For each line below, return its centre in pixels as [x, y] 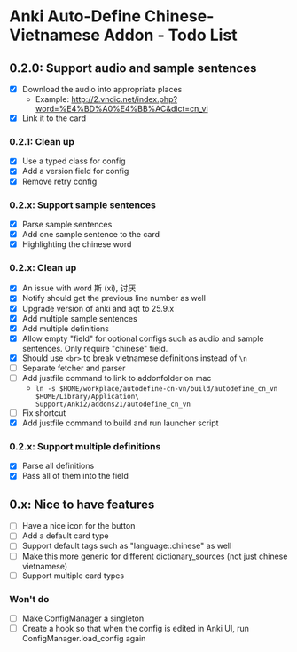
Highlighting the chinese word [77, 244]
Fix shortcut [44, 413]
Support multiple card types [73, 576]
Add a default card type [65, 536]
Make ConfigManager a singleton [83, 618]
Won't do [29, 599]
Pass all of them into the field [75, 476]
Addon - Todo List [170, 35]
